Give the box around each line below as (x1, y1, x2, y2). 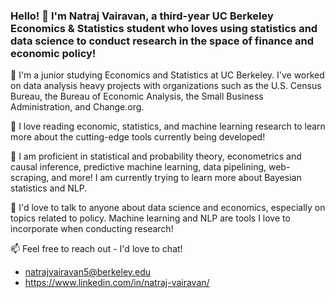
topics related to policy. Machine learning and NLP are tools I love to (10, 212, 291, 224)
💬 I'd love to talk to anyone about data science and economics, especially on (10, 202, 326, 214)
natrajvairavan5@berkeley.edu (24, 266, 152, 278)
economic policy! (10, 46, 97, 60)
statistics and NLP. (10, 182, 88, 194)
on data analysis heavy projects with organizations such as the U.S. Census (10, 80, 322, 92)
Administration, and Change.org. (10, 101, 145, 113)
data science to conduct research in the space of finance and (10, 34, 315, 48)
